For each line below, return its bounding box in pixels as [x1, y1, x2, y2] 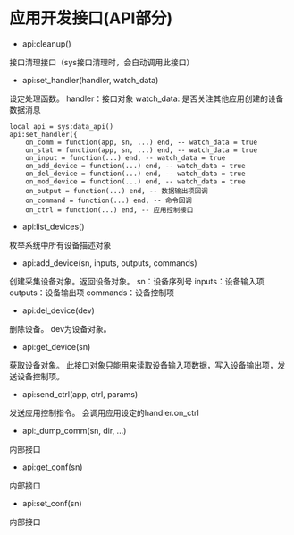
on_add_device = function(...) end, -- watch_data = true [25, 161, 246, 170]
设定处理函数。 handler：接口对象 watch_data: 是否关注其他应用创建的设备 [9, 93, 284, 104]
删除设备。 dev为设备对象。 [9, 323, 112, 334]
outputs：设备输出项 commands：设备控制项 [9, 287, 174, 298]
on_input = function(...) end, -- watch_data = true [25, 153, 226, 162]
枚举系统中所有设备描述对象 [9, 239, 112, 251]
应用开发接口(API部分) [9, 8, 173, 29]
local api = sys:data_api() [9, 122, 114, 131]
